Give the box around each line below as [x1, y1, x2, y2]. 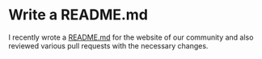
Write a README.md [8, 6, 148, 24]
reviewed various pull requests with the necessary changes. [8, 40, 209, 50]
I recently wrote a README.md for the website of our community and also [8, 32, 254, 42]
